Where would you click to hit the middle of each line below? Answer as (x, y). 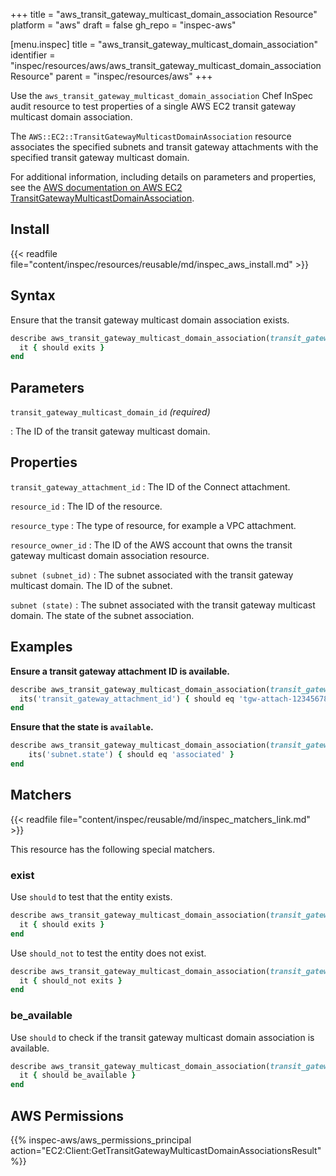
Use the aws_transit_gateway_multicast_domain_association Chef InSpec (161, 95)
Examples (41, 647)
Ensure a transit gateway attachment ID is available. (120, 671)
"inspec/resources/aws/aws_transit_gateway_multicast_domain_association (166, 65)
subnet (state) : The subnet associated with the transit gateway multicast (163, 605)
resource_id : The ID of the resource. (86, 506)
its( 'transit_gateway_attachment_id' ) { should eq (127, 699)
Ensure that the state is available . (82, 727)
